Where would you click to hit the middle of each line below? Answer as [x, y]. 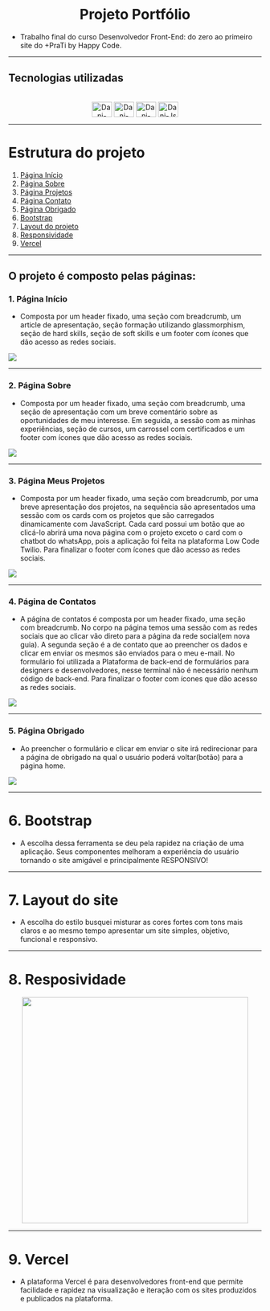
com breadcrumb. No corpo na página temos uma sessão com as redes [139, 627]
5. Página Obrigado [47, 731]
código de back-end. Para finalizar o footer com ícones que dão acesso [139, 679]
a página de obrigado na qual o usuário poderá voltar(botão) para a [131, 757]
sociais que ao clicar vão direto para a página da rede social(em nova [135, 636]
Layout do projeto [49, 226]
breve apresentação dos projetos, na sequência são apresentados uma [137, 507]
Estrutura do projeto [77, 152]
